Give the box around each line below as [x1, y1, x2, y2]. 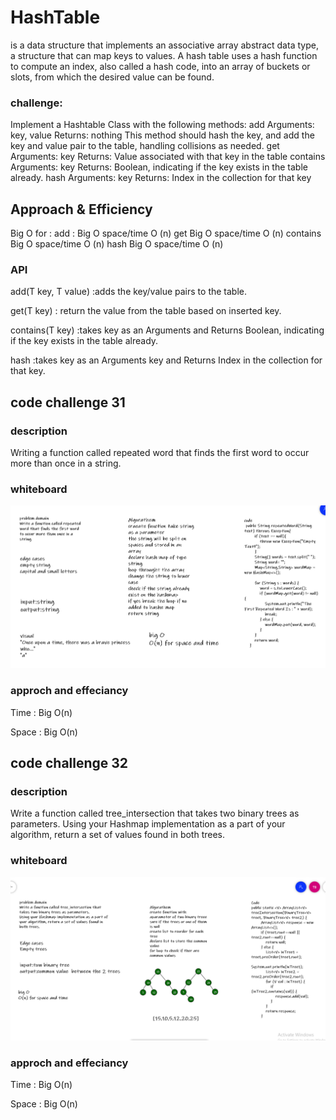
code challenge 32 [10, 755, 129, 772]
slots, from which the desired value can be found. [10, 71, 215, 83]
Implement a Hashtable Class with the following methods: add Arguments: [10, 119, 315, 131]
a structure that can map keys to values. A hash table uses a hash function [10, 49, 318, 61]
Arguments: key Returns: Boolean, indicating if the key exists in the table [10, 161, 308, 173]
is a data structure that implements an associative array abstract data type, [10, 39, 319, 51]
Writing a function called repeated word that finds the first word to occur [10, 447, 310, 459]
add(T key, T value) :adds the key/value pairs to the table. [10, 286, 248, 298]
